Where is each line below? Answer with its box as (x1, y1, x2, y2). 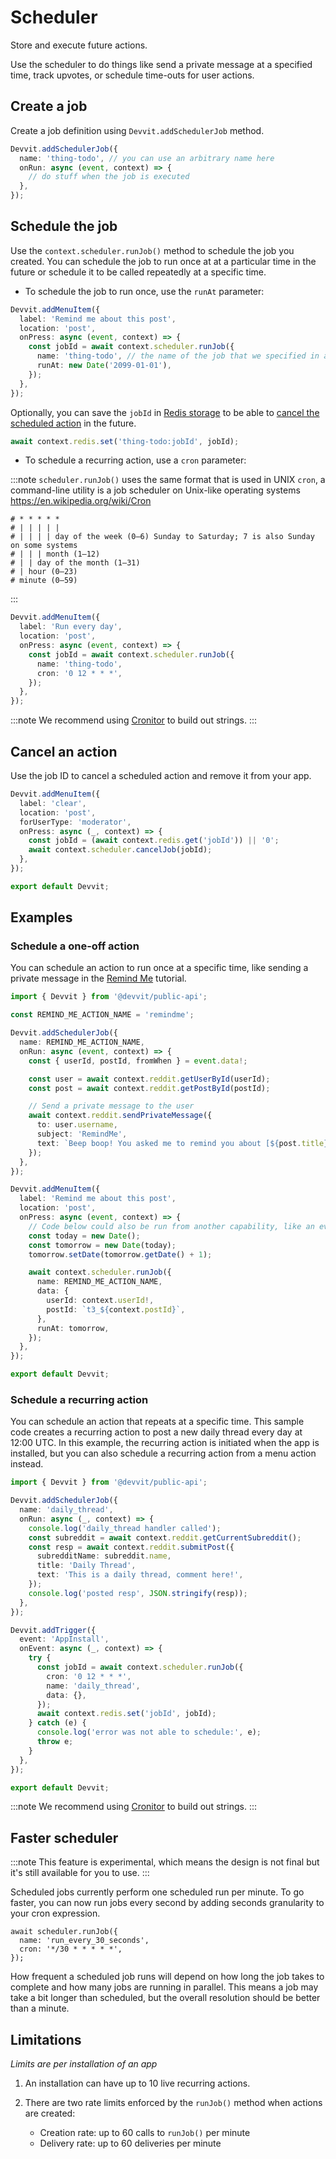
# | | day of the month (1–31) (10, 558, 141, 568)
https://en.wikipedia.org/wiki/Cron (10, 495, 152, 507)
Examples (10, 909, 73, 926)
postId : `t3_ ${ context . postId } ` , (46, 1304, 186, 1315)
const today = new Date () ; (28, 1231, 141, 1241)
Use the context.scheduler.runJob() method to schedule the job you (10, 244, 295, 256)
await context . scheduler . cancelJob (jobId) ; (28, 845, 213, 855)
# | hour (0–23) (10, 567, 78, 577)
